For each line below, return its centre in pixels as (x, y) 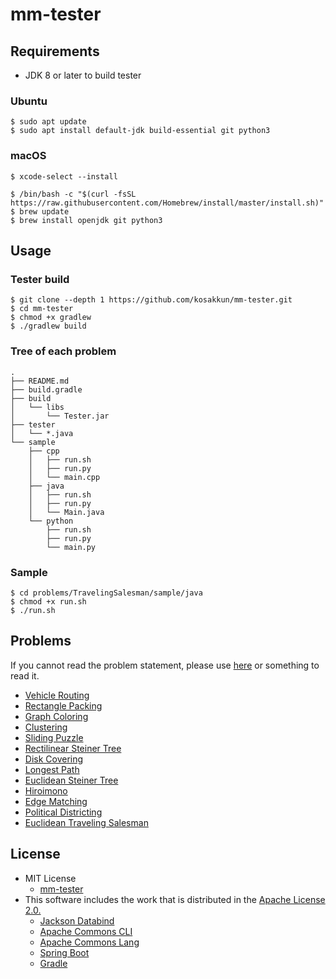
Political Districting (63, 812)
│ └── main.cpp (64, 477)
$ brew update (40, 211)
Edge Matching (56, 801)
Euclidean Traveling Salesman (86, 822)
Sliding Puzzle (54, 737)
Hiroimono (46, 790)
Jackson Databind (77, 920)
